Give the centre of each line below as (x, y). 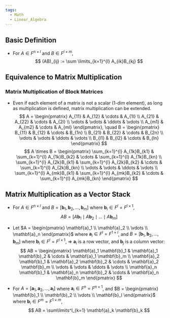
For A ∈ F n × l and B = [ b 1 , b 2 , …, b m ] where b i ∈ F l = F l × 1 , (74, 207)
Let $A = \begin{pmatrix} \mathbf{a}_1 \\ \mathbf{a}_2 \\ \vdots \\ (80, 228)
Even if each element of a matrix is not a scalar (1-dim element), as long (88, 103)
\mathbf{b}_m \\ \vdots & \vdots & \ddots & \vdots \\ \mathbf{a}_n (89, 267)
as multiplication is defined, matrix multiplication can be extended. (82, 108)
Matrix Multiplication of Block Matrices (54, 92)
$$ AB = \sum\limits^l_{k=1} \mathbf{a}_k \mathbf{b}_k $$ (89, 310)
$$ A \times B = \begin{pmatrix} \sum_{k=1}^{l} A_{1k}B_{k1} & (89, 151)
